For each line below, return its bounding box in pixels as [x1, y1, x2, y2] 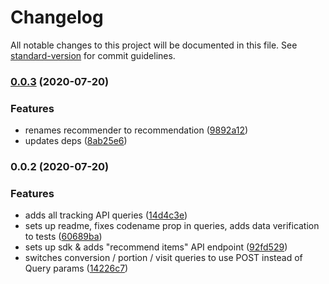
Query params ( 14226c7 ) [24, 262, 129, 275]
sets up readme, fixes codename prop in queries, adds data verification [24, 220, 320, 232]
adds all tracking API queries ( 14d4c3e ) [24, 209, 188, 221]
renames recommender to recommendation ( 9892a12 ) [24, 124, 249, 136]
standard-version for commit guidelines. [10, 49, 176, 61]
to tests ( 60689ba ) [24, 231, 103, 243]
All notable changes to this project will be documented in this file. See [10, 39, 298, 51]
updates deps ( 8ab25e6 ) [24, 135, 128, 147]
